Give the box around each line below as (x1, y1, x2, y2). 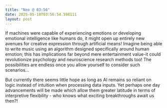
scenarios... (5, 67, 29, 73)
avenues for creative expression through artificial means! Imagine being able (5, 41, 163, 47)
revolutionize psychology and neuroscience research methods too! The (5, 57, 152, 63)
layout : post (5, 16, 32, 21)
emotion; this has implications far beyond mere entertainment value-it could (5, 51, 161, 57)
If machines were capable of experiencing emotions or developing (5, 30, 141, 36)
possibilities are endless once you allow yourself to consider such (5, 62, 141, 68)
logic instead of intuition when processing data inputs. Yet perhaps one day (5, 82, 161, 88)
